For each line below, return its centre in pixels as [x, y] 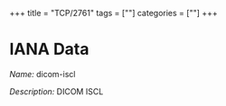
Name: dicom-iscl [42, 74]
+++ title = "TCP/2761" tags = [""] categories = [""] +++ [114, 13]
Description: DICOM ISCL [56, 91]
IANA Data [49, 49]
